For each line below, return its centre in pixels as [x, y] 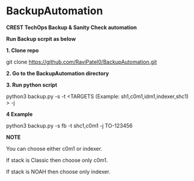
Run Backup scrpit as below [41, 39]
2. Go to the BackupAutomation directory [58, 73]
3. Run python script [32, 85]
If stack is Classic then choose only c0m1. [57, 160]
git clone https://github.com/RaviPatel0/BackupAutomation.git [82, 62]
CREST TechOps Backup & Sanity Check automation [72, 27]
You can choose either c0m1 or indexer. [54, 148]
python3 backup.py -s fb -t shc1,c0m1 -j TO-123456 [69, 125]
